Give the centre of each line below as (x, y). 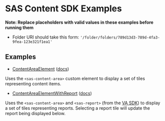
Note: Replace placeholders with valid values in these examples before (79, 22)
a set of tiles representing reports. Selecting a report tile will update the (78, 108)
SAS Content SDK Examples (63, 9)
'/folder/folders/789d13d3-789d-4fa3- (120, 38)
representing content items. (33, 83)
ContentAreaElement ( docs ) (41, 69)
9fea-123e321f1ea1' (32, 42)
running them (19, 27)
